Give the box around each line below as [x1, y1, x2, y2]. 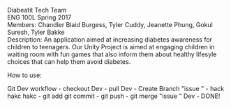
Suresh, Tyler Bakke [7, 28, 65, 36]
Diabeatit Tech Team [7, 6, 67, 14]
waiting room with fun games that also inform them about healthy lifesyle [7, 50, 217, 58]
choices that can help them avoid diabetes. [7, 58, 131, 65]
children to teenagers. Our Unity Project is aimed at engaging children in [7, 43, 215, 51]
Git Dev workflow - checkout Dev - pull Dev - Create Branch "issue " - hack [7, 85, 225, 92]
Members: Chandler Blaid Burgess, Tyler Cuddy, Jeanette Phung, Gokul [7, 21, 213, 28]
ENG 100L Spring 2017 [7, 13, 72, 22]
